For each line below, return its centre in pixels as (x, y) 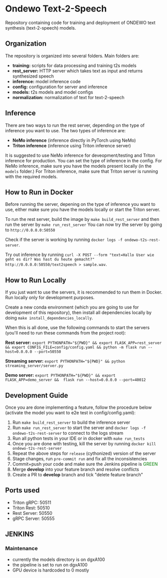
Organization (26, 44)
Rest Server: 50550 (32, 513)
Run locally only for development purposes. (50, 298)
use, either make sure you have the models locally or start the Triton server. (83, 210)
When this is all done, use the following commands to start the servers (78, 328)
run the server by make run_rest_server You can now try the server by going (84, 225)
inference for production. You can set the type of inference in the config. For (84, 160)
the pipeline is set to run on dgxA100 (50, 564)
